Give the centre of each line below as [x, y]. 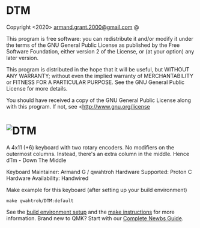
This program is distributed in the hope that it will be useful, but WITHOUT [98, 69]
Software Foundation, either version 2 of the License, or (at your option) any [100, 51]
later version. [23, 58]
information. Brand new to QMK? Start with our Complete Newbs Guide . [95, 218]
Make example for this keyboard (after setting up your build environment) [97, 190]
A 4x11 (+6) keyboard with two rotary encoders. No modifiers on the [90, 147]
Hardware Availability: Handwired [47, 178]
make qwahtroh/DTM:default [40, 201]
